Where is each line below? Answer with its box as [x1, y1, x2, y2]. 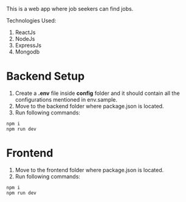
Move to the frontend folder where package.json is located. [15, 166, 164, 173]
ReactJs [15, 29, 36, 36]
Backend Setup [6, 69, 85, 83]
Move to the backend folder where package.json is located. [15, 102, 164, 110]
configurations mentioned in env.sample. [15, 96, 117, 103]
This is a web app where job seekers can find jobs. [6, 5, 134, 12]
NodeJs [15, 35, 35, 42]
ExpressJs [15, 42, 41, 49]
